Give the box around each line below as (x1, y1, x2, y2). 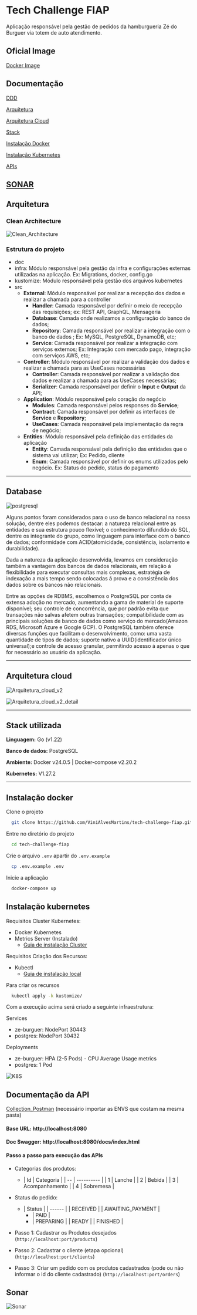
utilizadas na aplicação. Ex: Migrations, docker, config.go (14, 271, 153, 278)
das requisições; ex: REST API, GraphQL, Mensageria (32, 308, 161, 315)
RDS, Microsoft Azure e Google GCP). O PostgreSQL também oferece (6, 623, 174, 631)
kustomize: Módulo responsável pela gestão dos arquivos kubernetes (14, 277, 183, 284)
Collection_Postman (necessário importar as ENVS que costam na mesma (6, 1106, 185, 1113)
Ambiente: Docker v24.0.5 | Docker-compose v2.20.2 (6, 759, 137, 766)
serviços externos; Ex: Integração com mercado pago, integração (32, 346, 191, 353)
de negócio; (32, 427, 62, 434)
